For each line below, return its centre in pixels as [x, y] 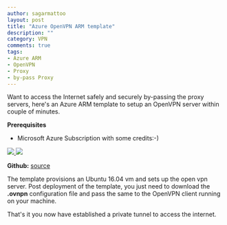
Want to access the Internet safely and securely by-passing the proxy [106, 97]
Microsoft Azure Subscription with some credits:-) [88, 138]
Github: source [29, 166]
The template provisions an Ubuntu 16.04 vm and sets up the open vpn [108, 179]
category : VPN [28, 39]
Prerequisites [27, 125]
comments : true [29, 45]
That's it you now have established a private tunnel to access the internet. [112, 215]
